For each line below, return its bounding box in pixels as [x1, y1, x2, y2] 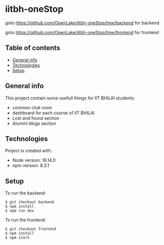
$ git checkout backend [5, 199, 54, 205]
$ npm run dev [5, 208, 35, 213]
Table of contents [5, 44, 60, 52]
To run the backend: [5, 190, 46, 196]
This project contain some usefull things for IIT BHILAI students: [5, 95, 135, 101]
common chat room [12, 104, 53, 110]
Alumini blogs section [12, 120, 56, 126]
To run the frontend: [5, 217, 46, 223]
